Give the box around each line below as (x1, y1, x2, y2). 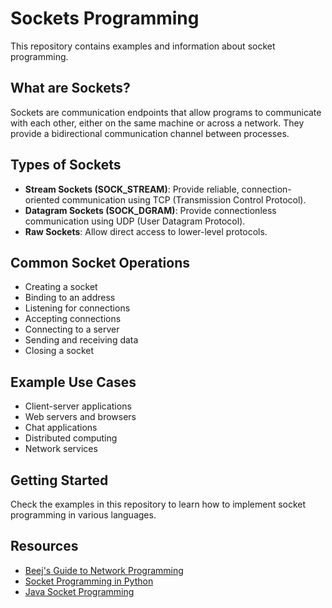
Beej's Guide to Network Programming (24, 564, 184, 576)
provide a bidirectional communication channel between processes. (10, 127, 290, 139)
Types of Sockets (10, 157, 122, 174)
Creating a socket (24, 281, 98, 293)
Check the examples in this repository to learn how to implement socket (10, 498, 307, 510)
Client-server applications (24, 400, 132, 412)
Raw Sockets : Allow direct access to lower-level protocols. (24, 225, 268, 237)
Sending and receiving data (24, 334, 139, 346)
